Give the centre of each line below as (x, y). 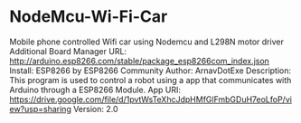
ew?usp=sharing (41, 109)
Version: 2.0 (96, 109)
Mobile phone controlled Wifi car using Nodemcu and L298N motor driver (147, 42)
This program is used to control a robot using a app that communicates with (150, 80)
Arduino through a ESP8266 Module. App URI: (95, 90)
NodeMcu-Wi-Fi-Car (89, 17)
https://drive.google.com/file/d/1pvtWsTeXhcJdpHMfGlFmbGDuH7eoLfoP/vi (150, 99)
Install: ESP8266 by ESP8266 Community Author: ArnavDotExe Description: (150, 71)
